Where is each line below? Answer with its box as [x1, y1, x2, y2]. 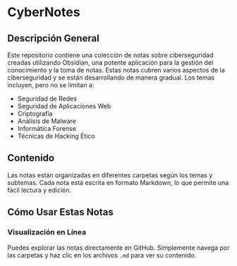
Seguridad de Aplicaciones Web [17, 102, 111, 110]
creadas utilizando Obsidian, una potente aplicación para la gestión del [7, 58, 214, 67]
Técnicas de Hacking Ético [17, 132, 95, 140]
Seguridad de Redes [17, 94, 78, 103]
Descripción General [7, 32, 100, 44]
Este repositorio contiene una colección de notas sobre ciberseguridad [7, 51, 214, 59]
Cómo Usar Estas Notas [7, 206, 114, 218]
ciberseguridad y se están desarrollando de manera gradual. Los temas [7, 73, 215, 82]
